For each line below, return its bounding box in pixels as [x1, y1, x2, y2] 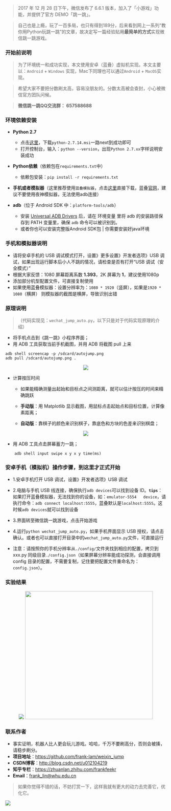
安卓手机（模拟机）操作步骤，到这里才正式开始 [5, 464, 120, 471]
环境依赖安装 [5, 117, 37, 124]
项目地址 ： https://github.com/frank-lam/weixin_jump [12, 754, 124, 760]
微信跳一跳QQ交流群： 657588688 [17, 102, 92, 109]
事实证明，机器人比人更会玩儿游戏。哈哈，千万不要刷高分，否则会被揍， [12, 741, 165, 747]
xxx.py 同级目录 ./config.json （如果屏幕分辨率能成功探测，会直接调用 [12, 552, 161, 558]
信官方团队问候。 [17, 92, 54, 98]
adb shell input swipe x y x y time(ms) [14, 451, 102, 456]
